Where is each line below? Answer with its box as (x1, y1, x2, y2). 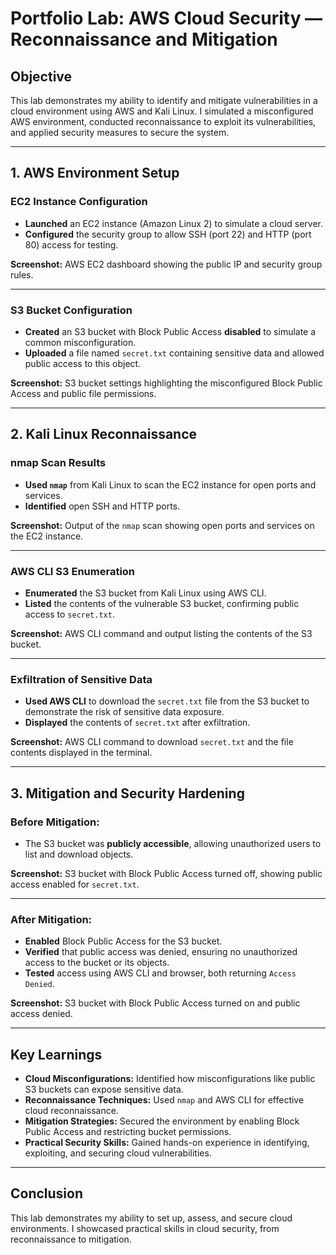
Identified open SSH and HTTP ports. (24, 500, 181, 512)
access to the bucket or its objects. (24, 957, 170, 969)
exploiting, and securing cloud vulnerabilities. (24, 1147, 212, 1159)
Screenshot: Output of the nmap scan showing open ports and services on (10, 519, 315, 531)
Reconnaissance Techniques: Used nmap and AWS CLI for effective (24, 1094, 305, 1106)
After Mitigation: (10, 912, 93, 926)
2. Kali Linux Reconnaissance (10, 426, 198, 443)
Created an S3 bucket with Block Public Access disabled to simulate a (24, 325, 317, 337)
